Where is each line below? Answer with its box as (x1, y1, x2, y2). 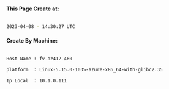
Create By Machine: (6, 37, 58, 44)
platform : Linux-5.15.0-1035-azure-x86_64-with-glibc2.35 (6, 67, 163, 73)
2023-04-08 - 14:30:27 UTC (6, 24, 75, 30)
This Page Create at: (6, 5, 59, 12)
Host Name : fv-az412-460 (6, 55, 72, 62)
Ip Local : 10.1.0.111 (6, 78, 67, 84)
